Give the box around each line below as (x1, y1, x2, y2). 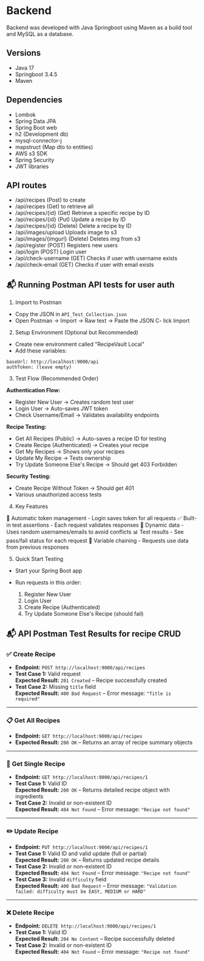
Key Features (15, 503, 49, 510)
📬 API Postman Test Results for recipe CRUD (6, 628, 181, 639)
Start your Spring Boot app (15, 567, 83, 574)
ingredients (15, 793, 44, 800)
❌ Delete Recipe (6, 908, 55, 917)
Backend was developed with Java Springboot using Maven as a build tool (6, 24, 192, 31)
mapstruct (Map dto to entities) (15, 143, 93, 150)
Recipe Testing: (6, 423, 47, 431)
